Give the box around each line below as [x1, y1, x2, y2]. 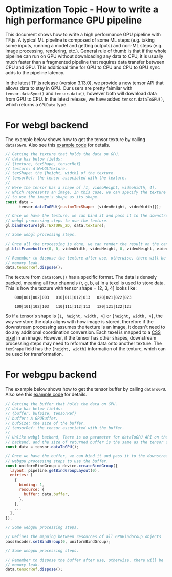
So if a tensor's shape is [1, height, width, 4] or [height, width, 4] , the [5, 313, 163, 319]
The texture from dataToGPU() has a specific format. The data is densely [5, 274, 157, 281]
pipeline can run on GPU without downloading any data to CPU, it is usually [5, 53, 164, 59]
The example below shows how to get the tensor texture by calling [5, 136, 146, 142]
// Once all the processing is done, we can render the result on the [5, 241, 159, 247]
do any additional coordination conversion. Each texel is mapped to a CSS [5, 329, 161, 335]
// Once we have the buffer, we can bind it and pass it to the [5, 453, 145, 459]
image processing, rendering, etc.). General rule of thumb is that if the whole [5, 48, 167, 54]
